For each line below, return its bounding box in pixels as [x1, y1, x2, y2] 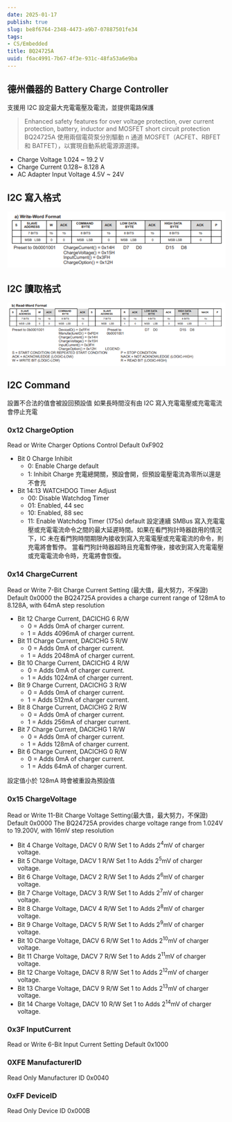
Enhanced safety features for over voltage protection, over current [24, 117, 215, 125]
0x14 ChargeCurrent [7, 569, 78, 579]
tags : [7, 33, 23, 40]
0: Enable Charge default [27, 462, 99, 470]
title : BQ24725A [7, 48, 54, 55]
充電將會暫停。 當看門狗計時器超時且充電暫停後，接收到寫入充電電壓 [27, 543, 224, 551]
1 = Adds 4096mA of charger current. [27, 629, 135, 638]
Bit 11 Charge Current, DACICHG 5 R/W [17, 637, 128, 645]
